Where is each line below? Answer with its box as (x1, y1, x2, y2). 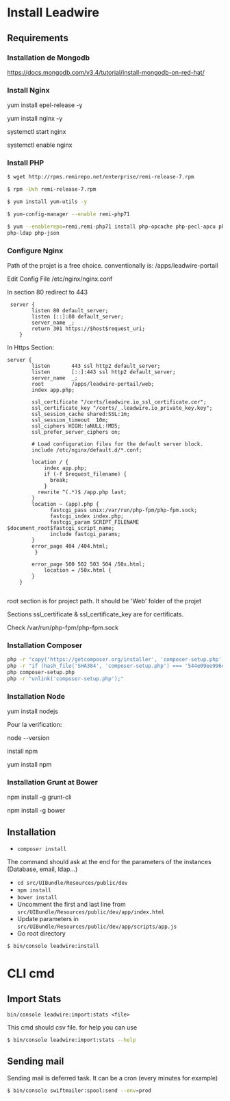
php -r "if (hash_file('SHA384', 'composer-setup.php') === (7, 662, 183, 670)
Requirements (7, 32, 68, 44)
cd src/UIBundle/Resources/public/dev (16, 880, 128, 887)
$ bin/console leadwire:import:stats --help (7, 1036, 136, 1044)
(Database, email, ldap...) (7, 865, 78, 873)
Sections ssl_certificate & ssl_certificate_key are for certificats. (7, 610, 184, 618)
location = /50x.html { (43, 567, 112, 574)
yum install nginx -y (7, 115, 63, 123)
